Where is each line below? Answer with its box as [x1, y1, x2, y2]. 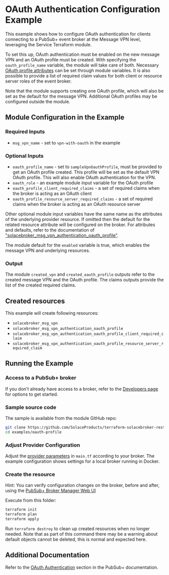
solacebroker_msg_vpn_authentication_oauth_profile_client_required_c [12, 331, 164, 337]
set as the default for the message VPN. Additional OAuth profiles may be [5, 93, 157, 99]
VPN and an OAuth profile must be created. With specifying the [5, 56, 137, 62]
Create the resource [5, 471, 55, 478]
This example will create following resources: [5, 310, 99, 316]
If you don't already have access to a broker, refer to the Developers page [5, 386, 158, 392]
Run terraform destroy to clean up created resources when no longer [5, 525, 150, 532]
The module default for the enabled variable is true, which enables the [5, 242, 150, 248]
